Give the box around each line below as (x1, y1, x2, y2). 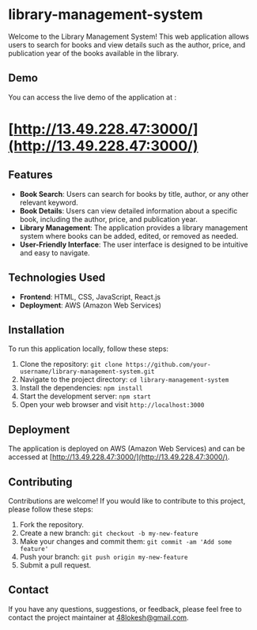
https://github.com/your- (125, 361, 211, 369)
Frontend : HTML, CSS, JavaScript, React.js (19, 292, 161, 301)
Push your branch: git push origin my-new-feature (19, 552, 188, 561)
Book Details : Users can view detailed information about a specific (19, 206, 238, 215)
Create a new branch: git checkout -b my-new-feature (19, 528, 199, 538)
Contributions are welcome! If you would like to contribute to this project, (8, 496, 246, 505)
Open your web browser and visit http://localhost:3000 (19, 400, 205, 409)
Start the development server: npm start (19, 391, 152, 401)
